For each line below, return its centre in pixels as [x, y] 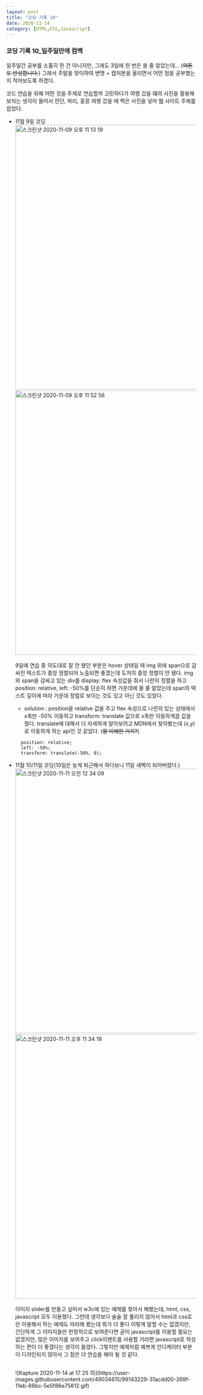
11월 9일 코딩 [30, 121]
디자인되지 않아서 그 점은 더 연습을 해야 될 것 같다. [80, 1354]
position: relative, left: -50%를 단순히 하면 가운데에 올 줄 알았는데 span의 [102, 688]
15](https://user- [110, 1373]
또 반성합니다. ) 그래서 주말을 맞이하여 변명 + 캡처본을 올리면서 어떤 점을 [90, 73]
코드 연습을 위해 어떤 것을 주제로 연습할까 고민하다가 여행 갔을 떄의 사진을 [92, 93]
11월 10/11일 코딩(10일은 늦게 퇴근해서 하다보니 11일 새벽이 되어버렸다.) [97, 765]
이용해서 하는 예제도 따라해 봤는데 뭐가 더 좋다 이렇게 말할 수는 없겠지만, [106, 1324]
